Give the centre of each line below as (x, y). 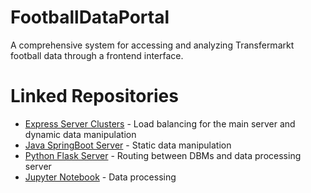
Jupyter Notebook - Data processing (100, 177)
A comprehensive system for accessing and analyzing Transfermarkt (152, 45)
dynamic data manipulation (80, 134)
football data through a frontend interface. (97, 55)
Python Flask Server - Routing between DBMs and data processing (163, 155)
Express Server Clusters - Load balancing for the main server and (160, 123)
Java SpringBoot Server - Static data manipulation (128, 145)
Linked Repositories (94, 96)
